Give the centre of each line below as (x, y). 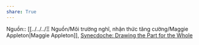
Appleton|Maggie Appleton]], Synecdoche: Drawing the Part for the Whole (100, 35)
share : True (21, 12)
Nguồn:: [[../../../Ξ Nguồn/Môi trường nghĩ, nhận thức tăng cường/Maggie (97, 29)
